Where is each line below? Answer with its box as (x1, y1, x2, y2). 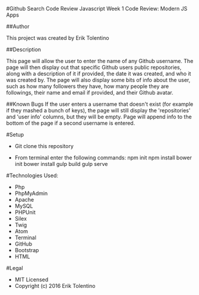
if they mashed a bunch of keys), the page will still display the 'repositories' (6, 107, 191, 114)
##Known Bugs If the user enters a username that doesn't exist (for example (6, 101, 194, 108)
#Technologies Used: (6, 172, 58, 179)
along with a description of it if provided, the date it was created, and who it (6, 70, 191, 77)
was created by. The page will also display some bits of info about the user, (6, 77, 191, 83)
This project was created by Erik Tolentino (6, 34, 109, 41)
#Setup (6, 131, 24, 138)
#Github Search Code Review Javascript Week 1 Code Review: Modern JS (6, 5, 188, 12)
